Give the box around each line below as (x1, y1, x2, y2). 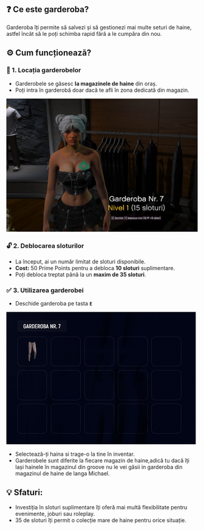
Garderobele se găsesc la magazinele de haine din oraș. (15, 80, 158, 87)
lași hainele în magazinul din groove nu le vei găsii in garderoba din (15, 464, 183, 471)
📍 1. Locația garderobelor (6, 66, 81, 74)
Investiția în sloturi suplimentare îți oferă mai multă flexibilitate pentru (15, 503, 188, 511)
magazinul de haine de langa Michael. (15, 470, 110, 477)
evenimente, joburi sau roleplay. (15, 510, 95, 517)
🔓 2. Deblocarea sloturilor (6, 242, 84, 250)
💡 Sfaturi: (6, 487, 43, 498)
